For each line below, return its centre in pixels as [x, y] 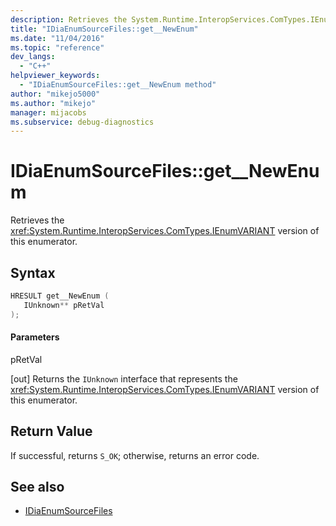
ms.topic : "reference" [57, 47]
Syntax [33, 272]
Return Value [51, 431]
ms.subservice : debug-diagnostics [82, 122]
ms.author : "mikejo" [53, 103]
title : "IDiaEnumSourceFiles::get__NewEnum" [104, 29]
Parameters [35, 337]
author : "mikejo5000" [55, 94]
